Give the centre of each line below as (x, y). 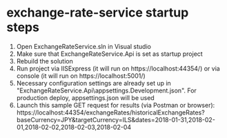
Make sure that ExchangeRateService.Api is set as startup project (109, 54)
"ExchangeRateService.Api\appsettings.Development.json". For (107, 90)
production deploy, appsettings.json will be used (85, 97)
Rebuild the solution (45, 61)
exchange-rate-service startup (98, 13)
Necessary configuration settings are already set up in (94, 83)
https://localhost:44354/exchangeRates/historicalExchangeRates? (110, 112)
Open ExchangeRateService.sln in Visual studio (83, 46)
